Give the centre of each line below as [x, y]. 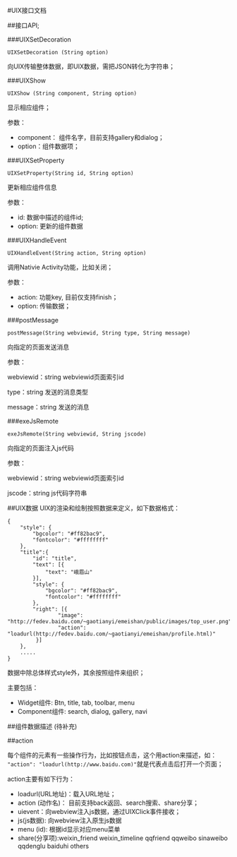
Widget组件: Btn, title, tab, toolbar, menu [76, 702]
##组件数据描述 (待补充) [42, 726]
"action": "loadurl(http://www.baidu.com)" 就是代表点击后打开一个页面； [115, 764]
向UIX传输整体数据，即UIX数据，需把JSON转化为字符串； [91, 66]
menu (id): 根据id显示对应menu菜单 [69, 829]
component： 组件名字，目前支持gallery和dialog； [91, 137]
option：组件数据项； [48, 146]
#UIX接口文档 [27, 10]
